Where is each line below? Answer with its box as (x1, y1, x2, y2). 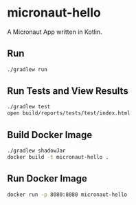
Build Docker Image (7, 129, 93, 141)
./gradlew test (7, 104, 51, 110)
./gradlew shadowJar (7, 147, 67, 154)
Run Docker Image (7, 173, 88, 184)
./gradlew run (7, 66, 48, 73)
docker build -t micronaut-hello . (7, 153, 109, 160)
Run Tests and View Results (7, 85, 128, 97)
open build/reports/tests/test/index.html (7, 110, 131, 117)
